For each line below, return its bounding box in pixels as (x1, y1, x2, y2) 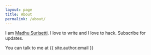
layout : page (5, 7, 32, 12)
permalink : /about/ (5, 16, 46, 21)
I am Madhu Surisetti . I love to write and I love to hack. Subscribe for (5, 30, 146, 36)
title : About (5, 12, 32, 17)
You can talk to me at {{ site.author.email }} (5, 45, 94, 51)
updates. (5, 35, 23, 41)
